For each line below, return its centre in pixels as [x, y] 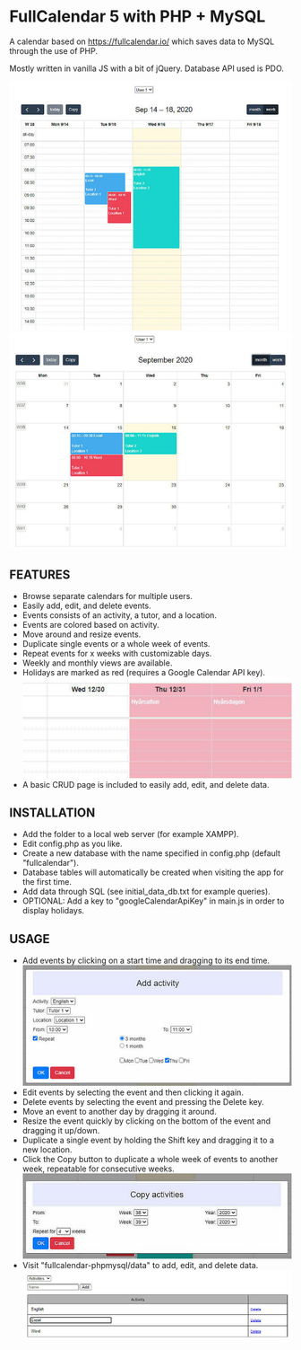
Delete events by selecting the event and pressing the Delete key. [143, 1102]
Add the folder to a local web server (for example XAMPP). [130, 834]
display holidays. [53, 911]
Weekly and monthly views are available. [97, 663]
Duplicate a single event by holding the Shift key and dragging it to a [148, 1140]
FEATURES [40, 574]
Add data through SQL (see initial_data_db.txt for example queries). [146, 892]
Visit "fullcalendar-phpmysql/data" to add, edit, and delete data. [140, 1265]
